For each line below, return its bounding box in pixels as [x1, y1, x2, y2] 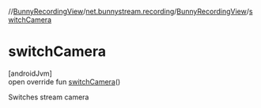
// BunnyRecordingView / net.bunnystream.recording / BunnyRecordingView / [8, 7, 249, 16]
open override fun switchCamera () [8, 76, 121, 86]
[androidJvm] [8, 69, 53, 78]
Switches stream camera [8, 92, 89, 102]
